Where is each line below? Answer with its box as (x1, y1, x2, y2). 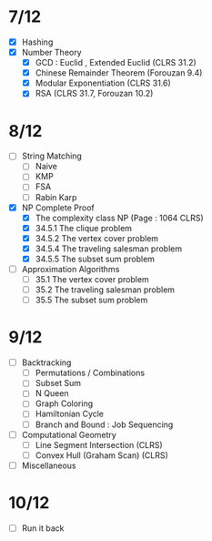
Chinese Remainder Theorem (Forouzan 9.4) (35, 67, 203, 78)
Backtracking (21, 357, 72, 368)
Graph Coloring (35, 398, 94, 409)
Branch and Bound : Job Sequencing (35, 419, 174, 430)
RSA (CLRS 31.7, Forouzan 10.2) (35, 88, 154, 99)
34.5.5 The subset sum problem (35, 253, 156, 264)
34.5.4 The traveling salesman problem (35, 243, 183, 254)
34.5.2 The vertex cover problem (35, 232, 159, 243)
